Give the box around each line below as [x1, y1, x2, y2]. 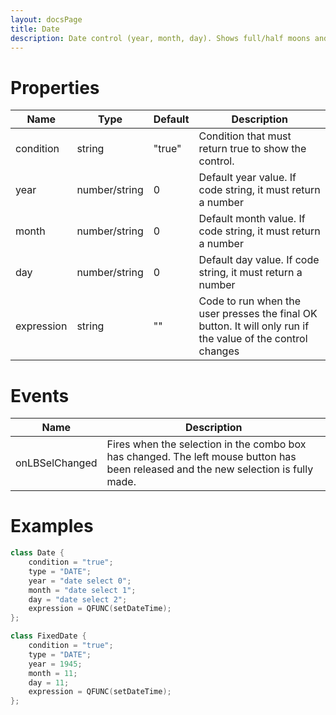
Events [10, 384, 70, 407]
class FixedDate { [10, 631, 87, 641]
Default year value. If [198, 171, 297, 185]
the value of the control [198, 332, 308, 346]
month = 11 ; [28, 668, 78, 678]
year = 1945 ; [28, 659, 83, 669]
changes [198, 344, 240, 358]
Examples [10, 515, 94, 538]
